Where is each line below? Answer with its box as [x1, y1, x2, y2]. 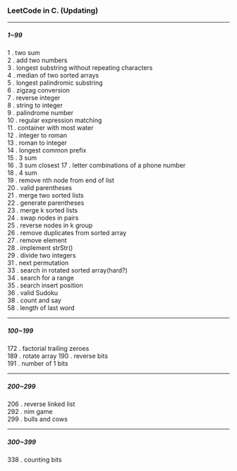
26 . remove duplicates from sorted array [7, 229, 127, 237]
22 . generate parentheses [7, 198, 85, 207]
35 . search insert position [7, 281, 83, 290]
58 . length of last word [7, 304, 75, 312]
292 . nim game [7, 407, 53, 416]
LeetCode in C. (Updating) [7, 6, 99, 16]
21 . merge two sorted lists [7, 191, 85, 200]
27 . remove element [7, 236, 67, 245]
